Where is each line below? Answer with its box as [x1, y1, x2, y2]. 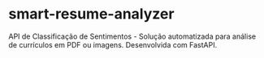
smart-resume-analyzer [8, 5, 175, 23]
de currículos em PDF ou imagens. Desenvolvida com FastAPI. [8, 39, 218, 49]
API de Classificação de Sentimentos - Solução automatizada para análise [8, 31, 257, 41]
